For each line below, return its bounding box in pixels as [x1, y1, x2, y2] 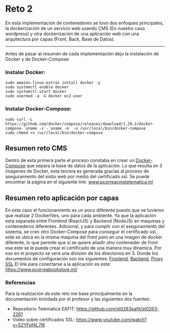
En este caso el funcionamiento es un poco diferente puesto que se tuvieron [5, 207, 164, 213]
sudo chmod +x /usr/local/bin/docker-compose [5, 130, 103, 135]
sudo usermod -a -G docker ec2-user [5, 93, 82, 99]
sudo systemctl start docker [5, 89, 67, 94]
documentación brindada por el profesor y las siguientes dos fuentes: [5, 296, 151, 302]
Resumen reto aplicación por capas [5, 193, 119, 202]
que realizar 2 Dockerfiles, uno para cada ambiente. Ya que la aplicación [5, 213, 156, 219]
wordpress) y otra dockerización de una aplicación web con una [5, 30, 139, 37]
